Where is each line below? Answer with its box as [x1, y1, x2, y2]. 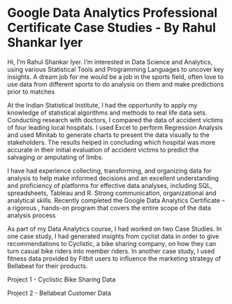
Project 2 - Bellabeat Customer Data [7, 289, 112, 297]
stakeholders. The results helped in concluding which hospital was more [7, 138, 215, 146]
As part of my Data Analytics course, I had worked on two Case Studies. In [7, 224, 222, 233]
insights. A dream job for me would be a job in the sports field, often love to [7, 72, 224, 81]
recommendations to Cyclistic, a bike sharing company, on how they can [7, 239, 217, 247]
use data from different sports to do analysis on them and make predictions [7, 80, 224, 88]
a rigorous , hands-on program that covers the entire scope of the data [7, 203, 212, 212]
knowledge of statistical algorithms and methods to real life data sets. [7, 108, 208, 117]
